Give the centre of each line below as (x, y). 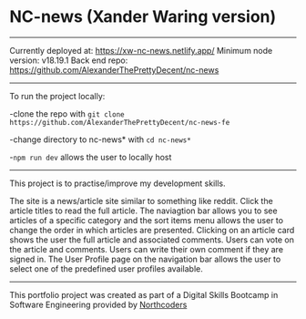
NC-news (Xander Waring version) (143, 17)
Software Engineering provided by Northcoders (98, 304)
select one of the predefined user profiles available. (106, 268)
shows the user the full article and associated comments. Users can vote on (152, 240)
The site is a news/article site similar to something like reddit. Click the (141, 201)
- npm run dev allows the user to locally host (91, 157)
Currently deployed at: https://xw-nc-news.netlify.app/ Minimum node (141, 50)
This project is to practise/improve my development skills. (117, 183)
